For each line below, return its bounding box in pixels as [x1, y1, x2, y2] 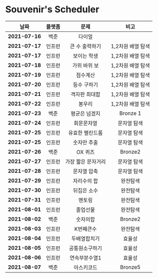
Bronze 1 [119, 109, 142, 116]
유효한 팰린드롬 [68, 129, 103, 136]
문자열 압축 [73, 168, 98, 175]
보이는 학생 [73, 52, 98, 59]
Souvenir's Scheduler [5, 4, 100, 15]
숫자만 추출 [73, 138, 98, 146]
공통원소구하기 [69, 245, 102, 252]
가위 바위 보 [72, 62, 99, 69]
